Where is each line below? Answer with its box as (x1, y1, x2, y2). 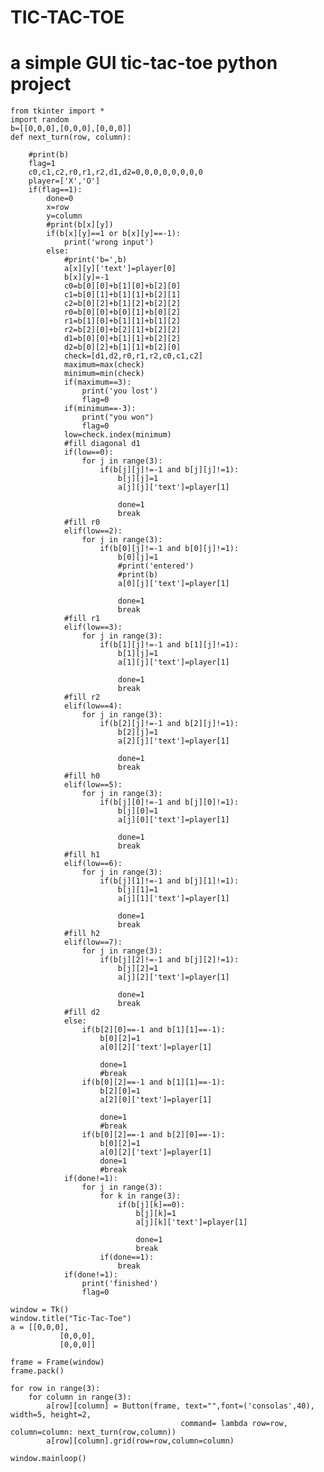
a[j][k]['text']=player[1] (135, 1217, 248, 1228)
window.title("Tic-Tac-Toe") (10, 1314, 132, 1324)
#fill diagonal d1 (63, 439, 141, 449)
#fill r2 (63, 692, 101, 703)
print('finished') (81, 1279, 159, 1289)
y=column (46, 211, 83, 221)
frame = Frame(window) (10, 1357, 105, 1368)
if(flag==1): (28, 185, 83, 195)
